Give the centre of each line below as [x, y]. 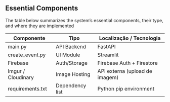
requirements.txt [27, 88]
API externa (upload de [125, 71]
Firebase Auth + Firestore [127, 63]
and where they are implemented [40, 26]
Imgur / [16, 71]
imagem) [108, 77]
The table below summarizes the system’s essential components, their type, [84, 20]
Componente [29, 38]
